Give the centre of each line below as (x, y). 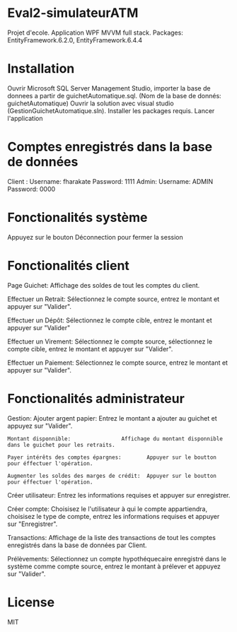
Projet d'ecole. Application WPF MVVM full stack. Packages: (96, 33)
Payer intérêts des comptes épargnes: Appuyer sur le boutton (112, 457)
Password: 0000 (31, 189)
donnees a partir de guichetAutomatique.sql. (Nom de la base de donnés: (114, 95)
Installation (41, 69)
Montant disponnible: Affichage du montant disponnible (115, 439)
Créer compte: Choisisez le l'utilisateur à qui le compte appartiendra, (108, 509)
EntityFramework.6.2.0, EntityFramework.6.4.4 (75, 40)
